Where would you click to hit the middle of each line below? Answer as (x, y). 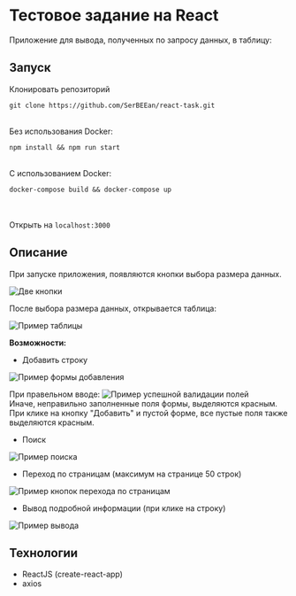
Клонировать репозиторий (60, 89)
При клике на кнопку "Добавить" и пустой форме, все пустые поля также (148, 413)
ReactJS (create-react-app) (72, 574)
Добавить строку (55, 360)
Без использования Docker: (61, 131)
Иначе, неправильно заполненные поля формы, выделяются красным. (144, 403)
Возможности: (38, 343)
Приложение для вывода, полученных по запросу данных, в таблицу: (140, 40)
